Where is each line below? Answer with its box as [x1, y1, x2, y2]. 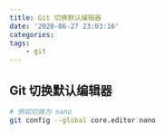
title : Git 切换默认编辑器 [9, 13, 102, 23]
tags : [9, 38, 30, 48]
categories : [9, 30, 54, 39]
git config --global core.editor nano [9, 115, 156, 125]
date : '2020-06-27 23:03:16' [9, 22, 120, 31]
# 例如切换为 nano [9, 107, 73, 116]
